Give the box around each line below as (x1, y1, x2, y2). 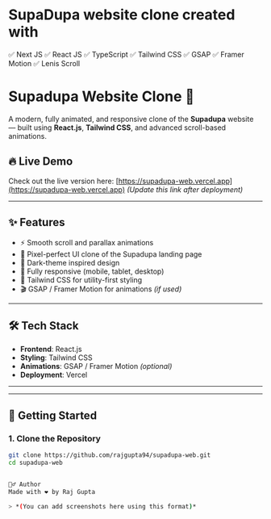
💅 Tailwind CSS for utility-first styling (19, 274, 143, 284)
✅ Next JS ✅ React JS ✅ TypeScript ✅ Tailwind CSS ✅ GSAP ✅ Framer (8, 49, 244, 59)
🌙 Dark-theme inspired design (19, 257, 120, 267)
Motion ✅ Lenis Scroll (8, 58, 81, 68)
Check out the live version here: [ (8, 176, 119, 186)
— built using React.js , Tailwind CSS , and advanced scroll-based (8, 123, 227, 132)
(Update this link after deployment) (126, 184, 244, 195)
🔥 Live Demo (8, 155, 73, 169)
